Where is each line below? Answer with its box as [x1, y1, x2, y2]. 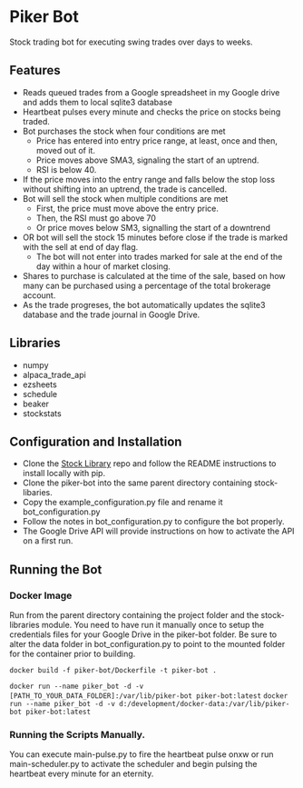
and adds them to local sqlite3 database [22, 96, 172, 107]
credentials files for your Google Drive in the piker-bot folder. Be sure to [9, 629, 278, 640]
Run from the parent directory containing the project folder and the [9, 610, 259, 621]
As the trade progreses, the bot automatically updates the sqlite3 [22, 299, 266, 310]
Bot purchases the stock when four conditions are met [22, 125, 226, 136]
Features [9, 63, 61, 78]
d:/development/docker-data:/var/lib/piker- [119, 700, 290, 709]
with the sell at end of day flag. [22, 241, 139, 252]
